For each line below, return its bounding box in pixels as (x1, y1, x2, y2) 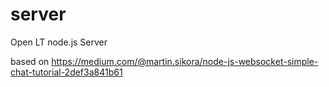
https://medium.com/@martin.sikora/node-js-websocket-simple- (51, 55, 319, 67)
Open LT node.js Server (10, 36, 108, 48)
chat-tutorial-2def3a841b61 (10, 66, 123, 78)
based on (10, 55, 50, 67)
